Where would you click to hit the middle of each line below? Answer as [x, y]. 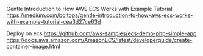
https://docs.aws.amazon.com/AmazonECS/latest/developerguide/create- [99, 40]
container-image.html [33, 46]
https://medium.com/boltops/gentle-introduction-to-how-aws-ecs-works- [100, 15]
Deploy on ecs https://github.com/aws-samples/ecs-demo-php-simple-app [101, 33]
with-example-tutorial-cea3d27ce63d [54, 22]
